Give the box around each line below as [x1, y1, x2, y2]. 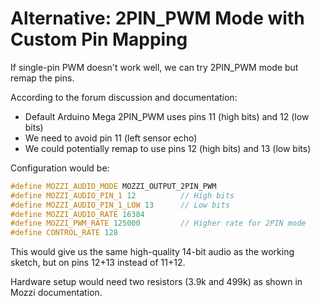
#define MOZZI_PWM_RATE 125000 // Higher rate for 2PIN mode [10, 218, 307, 229]
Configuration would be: [10, 162, 110, 174]
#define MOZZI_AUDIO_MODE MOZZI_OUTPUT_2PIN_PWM [10, 181, 217, 191]
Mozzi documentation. [10, 287, 103, 299]
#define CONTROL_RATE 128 [10, 228, 118, 238]
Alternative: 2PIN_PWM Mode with [10, 7, 305, 30]
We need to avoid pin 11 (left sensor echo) [24, 132, 198, 144]
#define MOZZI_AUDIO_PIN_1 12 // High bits [10, 190, 235, 201]
